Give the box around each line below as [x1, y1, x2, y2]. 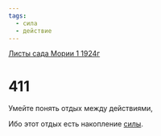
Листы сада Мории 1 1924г [8, 49, 101, 59]
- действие [15, 27, 52, 35]
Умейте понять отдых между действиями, [8, 104, 153, 113]
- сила [15, 19, 38, 27]
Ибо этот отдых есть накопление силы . [8, 119, 143, 129]
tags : [8, 11, 27, 20]
